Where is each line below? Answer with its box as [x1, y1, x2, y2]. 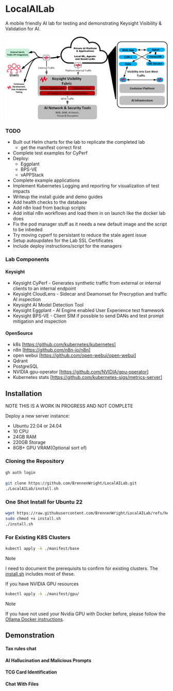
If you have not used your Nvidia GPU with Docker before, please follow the [5, 611, 166, 617]
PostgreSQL [12, 364, 39, 370]
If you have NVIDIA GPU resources [5, 581, 79, 587]
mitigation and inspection [12, 318, 67, 324]
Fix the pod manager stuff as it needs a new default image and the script [12, 221, 167, 227]
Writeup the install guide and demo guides [12, 194, 103, 200]
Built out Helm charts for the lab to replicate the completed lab [12, 139, 145, 145]
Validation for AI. [5, 25, 41, 31]
